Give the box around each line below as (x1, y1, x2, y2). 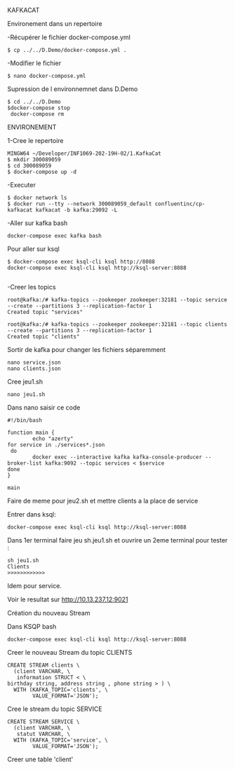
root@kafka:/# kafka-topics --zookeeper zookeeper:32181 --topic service (7, 297, 228, 304)
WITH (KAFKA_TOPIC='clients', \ (13, 686, 109, 693)
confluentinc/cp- (154, 200, 206, 207)
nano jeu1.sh (7, 391, 46, 398)
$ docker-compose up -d (7, 168, 77, 175)
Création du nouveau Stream (7, 609, 90, 617)
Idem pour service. (7, 582, 62, 590)
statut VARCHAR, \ (16, 730, 71, 737)
